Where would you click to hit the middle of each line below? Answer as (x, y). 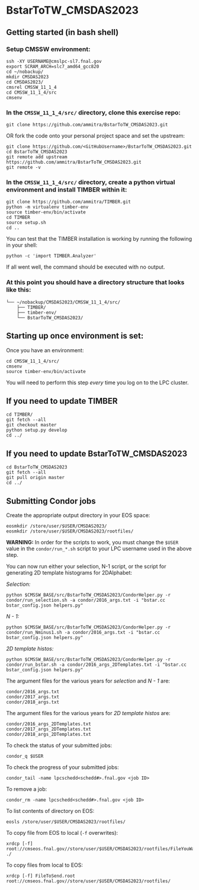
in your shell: (22, 245)
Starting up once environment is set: (75, 336)
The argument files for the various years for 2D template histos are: (88, 713)
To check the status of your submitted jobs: (59, 745)
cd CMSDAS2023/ (25, 82)
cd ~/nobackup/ (25, 72)
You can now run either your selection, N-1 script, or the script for (86, 566)
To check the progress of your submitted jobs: (63, 767)
